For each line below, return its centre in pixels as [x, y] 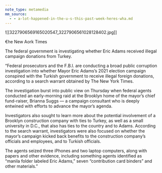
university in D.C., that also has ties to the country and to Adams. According [80, 126]
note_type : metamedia [27, 9]
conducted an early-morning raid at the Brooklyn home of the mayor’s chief [80, 96]
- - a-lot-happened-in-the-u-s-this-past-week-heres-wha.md [71, 18]
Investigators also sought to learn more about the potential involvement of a [80, 116]
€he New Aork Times [26, 42]
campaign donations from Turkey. [39, 56]
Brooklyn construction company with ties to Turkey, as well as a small [74, 121]
